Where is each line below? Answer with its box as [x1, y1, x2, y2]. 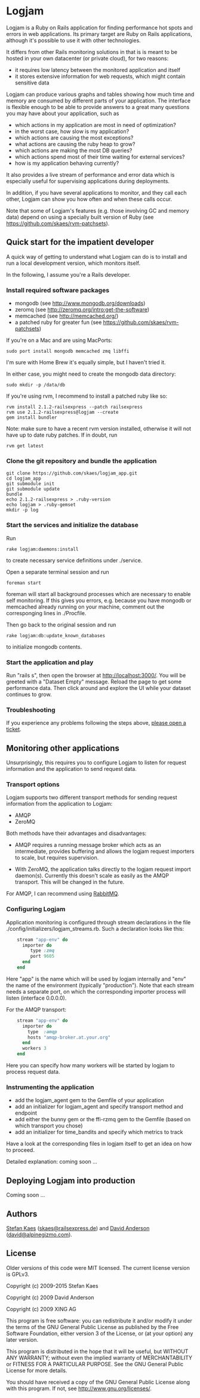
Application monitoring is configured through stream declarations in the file [6, 918, 191, 926]
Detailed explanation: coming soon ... [6, 1158, 97, 1166]
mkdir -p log [6, 507, 39, 513]
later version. [6, 1336, 39, 1343]
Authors [6, 1209, 38, 1219]
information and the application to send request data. [6, 765, 137, 773]
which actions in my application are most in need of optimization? [14, 121, 176, 128]
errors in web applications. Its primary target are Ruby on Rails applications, [6, 30, 193, 37]
